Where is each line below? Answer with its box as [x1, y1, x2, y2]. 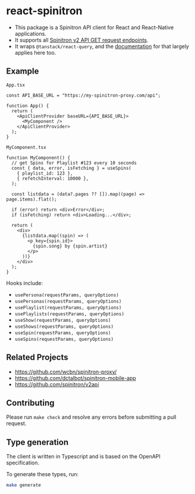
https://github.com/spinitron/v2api [14, 381, 99, 388]
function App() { [6, 103, 49, 109]
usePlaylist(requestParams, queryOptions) [14, 305, 122, 311]
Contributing [6, 398, 55, 408]
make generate [6, 482, 42, 488]
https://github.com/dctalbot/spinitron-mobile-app [14, 374, 137, 381]
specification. [6, 459, 40, 467]
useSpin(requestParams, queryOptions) [14, 330, 111, 336]
